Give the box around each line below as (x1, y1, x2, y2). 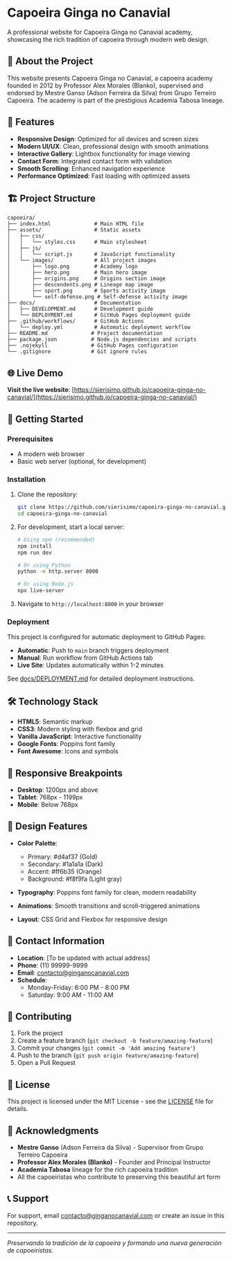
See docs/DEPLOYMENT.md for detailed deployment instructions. (7, 674, 196, 683)
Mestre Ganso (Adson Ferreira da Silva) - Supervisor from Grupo (17, 1144, 204, 1152)
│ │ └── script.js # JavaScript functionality (7, 251, 175, 258)
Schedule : (17, 975, 47, 984)
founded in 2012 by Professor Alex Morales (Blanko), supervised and (7, 81, 203, 90)
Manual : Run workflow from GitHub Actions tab (17, 653, 153, 662)
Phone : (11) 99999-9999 (17, 961, 88, 969)
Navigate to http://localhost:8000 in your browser (17, 600, 164, 608)
